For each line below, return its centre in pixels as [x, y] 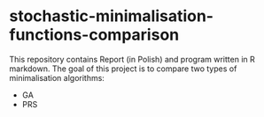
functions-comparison [94, 35]
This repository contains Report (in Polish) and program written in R [132, 59]
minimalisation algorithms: [57, 77]
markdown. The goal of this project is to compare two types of [123, 69]
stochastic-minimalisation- [112, 16]
